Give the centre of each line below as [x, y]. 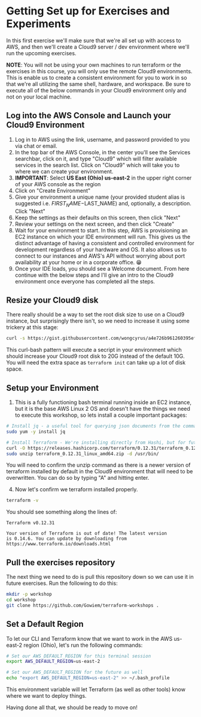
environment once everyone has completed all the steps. [85, 281]
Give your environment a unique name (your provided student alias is [100, 197]
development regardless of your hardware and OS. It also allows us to [101, 249]
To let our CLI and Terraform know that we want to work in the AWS [89, 638]
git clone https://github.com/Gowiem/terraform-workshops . [83, 605]
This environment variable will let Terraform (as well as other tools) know [96, 689]
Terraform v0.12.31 [31, 523]
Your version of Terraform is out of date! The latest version [87, 534]
